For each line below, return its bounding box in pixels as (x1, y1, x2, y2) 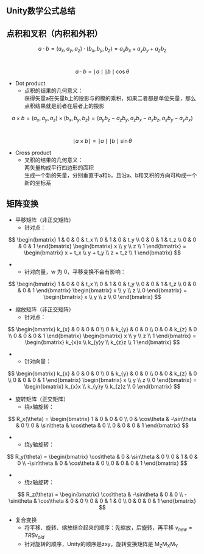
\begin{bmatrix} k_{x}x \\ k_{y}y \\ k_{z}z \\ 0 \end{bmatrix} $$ (24, 383, 181, 390)
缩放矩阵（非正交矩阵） (15, 306, 74, 313)
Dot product (15, 80, 46, 87)
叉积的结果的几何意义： (24, 156, 83, 164)
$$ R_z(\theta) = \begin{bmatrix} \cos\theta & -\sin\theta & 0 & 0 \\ (17, 491, 183, 498)
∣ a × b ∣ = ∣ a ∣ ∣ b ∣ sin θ (72, 137, 132, 145)
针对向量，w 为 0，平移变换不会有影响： (24, 268, 126, 275)
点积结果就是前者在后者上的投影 (24, 103, 105, 109)
